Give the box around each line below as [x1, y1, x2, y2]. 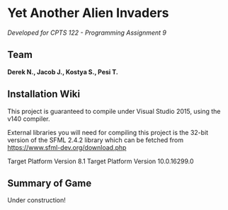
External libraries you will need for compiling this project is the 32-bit [7, 128, 209, 136]
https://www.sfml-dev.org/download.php [7, 143, 127, 151]
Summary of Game [7, 177, 92, 189]
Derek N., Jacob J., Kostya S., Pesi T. [7, 67, 119, 76]
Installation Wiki [7, 88, 80, 100]
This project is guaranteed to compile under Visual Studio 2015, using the [7, 107, 221, 115]
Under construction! [7, 196, 66, 204]
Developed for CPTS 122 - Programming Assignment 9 [7, 28, 166, 37]
